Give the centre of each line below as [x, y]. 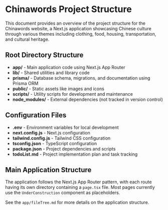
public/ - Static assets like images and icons [58, 89]
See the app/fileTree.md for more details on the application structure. [77, 202]
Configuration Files [36, 115]
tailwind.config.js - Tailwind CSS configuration [61, 138]
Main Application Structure [48, 170]
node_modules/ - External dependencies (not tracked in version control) [88, 99]
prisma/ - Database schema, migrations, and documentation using [81, 78]
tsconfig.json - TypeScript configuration [54, 143]
